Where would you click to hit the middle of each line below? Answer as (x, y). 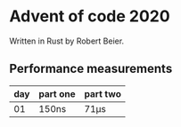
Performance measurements (91, 69)
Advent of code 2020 (90, 16)
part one (57, 93)
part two (103, 93)
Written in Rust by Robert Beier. (67, 41)
